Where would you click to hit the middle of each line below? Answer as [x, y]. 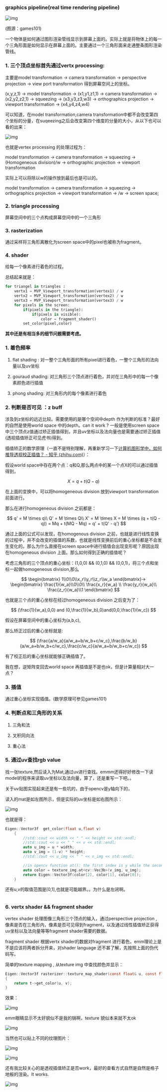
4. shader [17, 255]
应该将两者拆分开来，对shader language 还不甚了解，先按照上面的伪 [84, 948]
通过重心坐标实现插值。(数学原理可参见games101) [56, 699]
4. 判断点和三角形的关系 [34, 713]
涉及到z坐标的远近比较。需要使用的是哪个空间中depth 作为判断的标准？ [78, 419]
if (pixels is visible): [56, 314]
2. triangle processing [32, 206]
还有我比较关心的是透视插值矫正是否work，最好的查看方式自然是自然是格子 [82, 1068]
